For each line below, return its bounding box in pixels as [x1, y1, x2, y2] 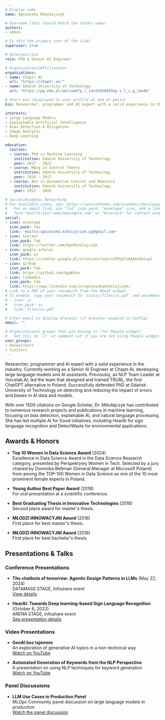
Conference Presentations [5, 564, 70, 571]
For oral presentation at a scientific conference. [12, 491, 109, 497]
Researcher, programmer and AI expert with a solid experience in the [5, 361, 144, 367]
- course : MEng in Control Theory [9, 165, 80, 170]
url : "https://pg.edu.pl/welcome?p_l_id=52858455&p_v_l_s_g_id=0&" [9, 89, 151, 93]
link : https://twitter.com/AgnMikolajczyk [9, 243, 98, 248]
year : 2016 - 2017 [14, 175, 52, 180]
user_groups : [5, 338, 32, 343]
